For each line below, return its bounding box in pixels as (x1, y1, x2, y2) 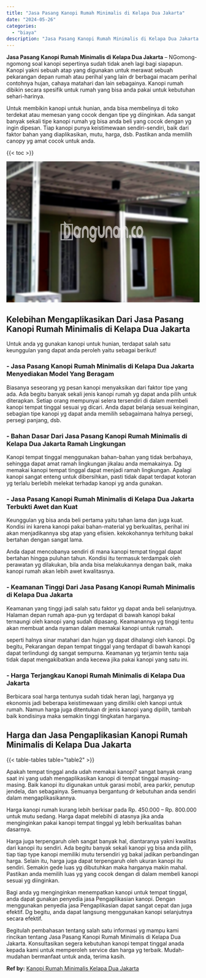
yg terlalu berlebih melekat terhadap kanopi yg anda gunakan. (6, 479, 163, 487)
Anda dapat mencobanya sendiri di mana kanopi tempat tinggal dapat (6, 548, 183, 556)
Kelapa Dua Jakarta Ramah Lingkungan (6, 440, 126, 448)
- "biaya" (12, 30, 37, 36)
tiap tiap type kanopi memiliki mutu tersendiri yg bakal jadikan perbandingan (6, 850, 199, 858)
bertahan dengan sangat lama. (6, 536, 84, 543)
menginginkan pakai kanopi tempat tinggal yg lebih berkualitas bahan (6, 819, 182, 826)
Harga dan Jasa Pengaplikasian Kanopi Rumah (6, 730, 188, 741)
